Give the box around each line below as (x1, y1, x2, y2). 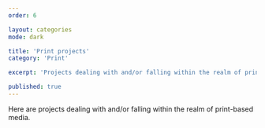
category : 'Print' (8, 54, 69, 63)
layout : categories (8, 25, 73, 34)
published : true (8, 83, 62, 91)
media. (8, 112, 31, 122)
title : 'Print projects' (8, 47, 90, 55)
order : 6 (8, 11, 37, 20)
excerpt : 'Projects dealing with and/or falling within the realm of (8, 68, 242, 77)
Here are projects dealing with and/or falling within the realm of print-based (8, 104, 254, 114)
